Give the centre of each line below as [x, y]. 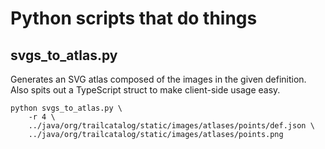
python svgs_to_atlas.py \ [66, 108]
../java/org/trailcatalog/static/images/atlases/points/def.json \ [171, 126]
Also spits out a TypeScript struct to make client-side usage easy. [145, 90]
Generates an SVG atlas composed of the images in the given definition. [158, 79]
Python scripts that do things [134, 18]
